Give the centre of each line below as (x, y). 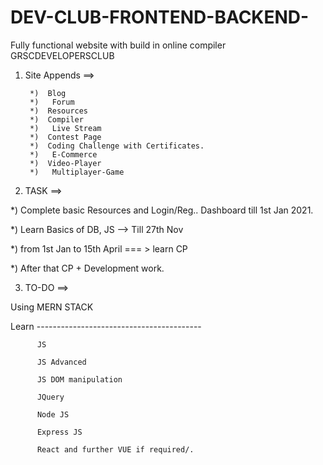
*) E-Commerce (63, 154)
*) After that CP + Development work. (87, 268)
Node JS (53, 414)
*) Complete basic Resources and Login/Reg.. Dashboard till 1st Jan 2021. (162, 210)
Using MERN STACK (52, 307)
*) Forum (52, 102)
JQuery (50, 397)
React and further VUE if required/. (115, 449)
